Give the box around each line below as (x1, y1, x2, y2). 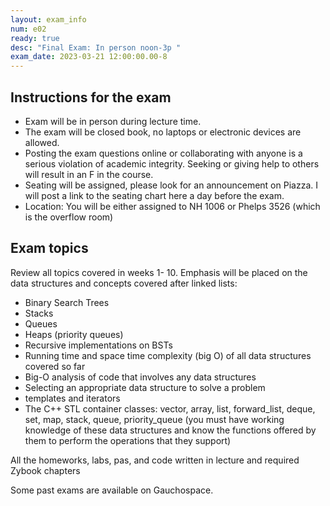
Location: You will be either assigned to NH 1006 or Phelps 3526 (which (24, 200, 321, 212)
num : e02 (10, 24, 47, 34)
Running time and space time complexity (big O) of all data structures (24, 349, 312, 361)
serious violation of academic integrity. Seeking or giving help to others (24, 157, 320, 170)
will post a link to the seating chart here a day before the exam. (24, 189, 285, 201)
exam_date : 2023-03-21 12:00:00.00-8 (10, 52, 168, 62)
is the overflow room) (24, 211, 114, 223)
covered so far (24, 360, 86, 372)
